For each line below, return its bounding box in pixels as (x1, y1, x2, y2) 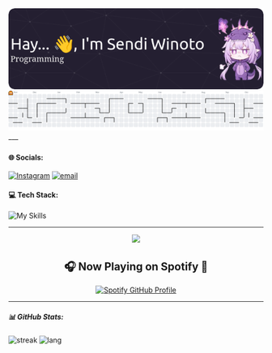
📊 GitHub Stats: (8, 312, 64, 321)
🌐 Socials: (8, 152, 44, 162)
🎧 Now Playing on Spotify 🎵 (63, 259, 209, 274)
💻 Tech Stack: (8, 189, 59, 199)
